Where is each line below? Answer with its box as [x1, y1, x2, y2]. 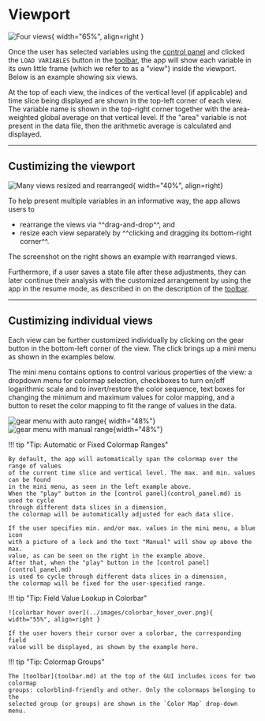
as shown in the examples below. [8, 351, 116, 361]
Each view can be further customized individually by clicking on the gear [8, 335, 244, 344]
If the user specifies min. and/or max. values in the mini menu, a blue [8, 524, 256, 532]
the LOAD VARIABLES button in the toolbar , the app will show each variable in [8, 55, 252, 65]
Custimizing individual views [8, 314, 153, 328]
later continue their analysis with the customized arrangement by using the [8, 275, 252, 285]
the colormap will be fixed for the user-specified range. [8, 579, 207, 588]
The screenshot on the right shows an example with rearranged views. [8, 251, 238, 261]
